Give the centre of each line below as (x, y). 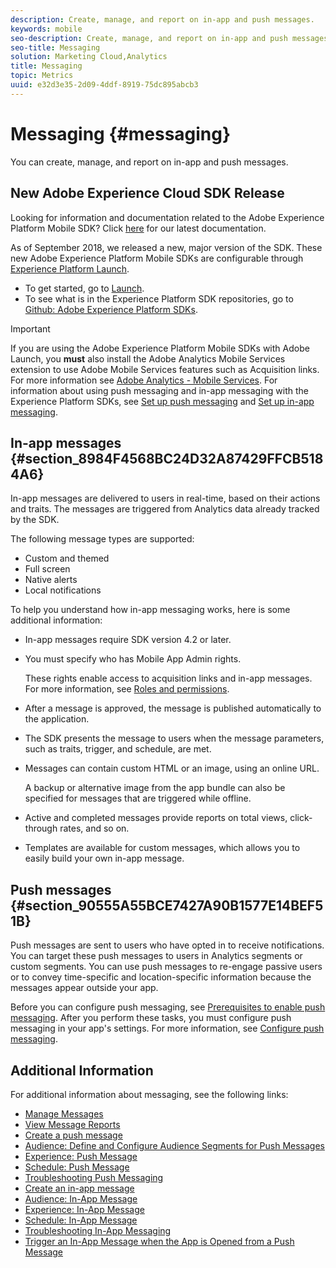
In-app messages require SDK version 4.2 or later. (128, 640)
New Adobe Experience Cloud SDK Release (147, 193)
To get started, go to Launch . (84, 288)
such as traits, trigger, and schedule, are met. (118, 749)
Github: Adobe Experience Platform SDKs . (111, 309)
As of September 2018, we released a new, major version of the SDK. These (166, 247)
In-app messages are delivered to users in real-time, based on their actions (165, 498)
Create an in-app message (79, 1188)
